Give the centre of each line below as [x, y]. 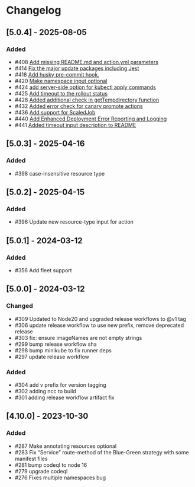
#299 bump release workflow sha [56, 344]
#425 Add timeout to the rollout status [61, 93]
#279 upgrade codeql [41, 471]
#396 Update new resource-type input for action [74, 222]
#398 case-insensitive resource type [60, 173]
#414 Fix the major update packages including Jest [77, 68]
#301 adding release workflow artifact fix [64, 397]
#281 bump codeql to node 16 [51, 465]
